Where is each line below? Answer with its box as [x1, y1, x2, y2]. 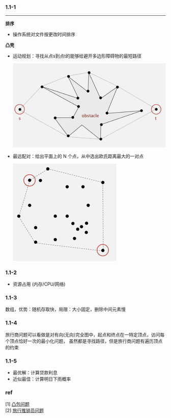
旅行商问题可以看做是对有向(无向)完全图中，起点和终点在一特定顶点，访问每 [5, 331, 165, 338]
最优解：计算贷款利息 [12, 370, 58, 376]
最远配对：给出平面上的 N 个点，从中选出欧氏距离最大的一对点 [12, 153, 144, 159]
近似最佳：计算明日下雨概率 [12, 376, 71, 382]
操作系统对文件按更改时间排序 [12, 32, 75, 38]
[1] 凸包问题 [5, 401, 30, 407]
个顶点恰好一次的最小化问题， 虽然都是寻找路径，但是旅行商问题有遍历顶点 [5, 338, 163, 344]
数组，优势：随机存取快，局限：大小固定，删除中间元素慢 [5, 306, 126, 313]
